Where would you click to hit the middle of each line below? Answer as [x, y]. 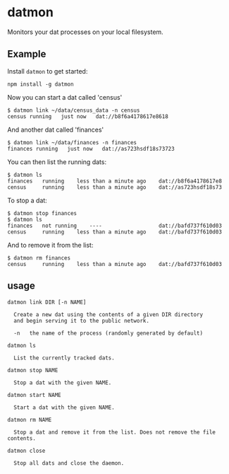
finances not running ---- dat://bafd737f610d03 [114, 226]
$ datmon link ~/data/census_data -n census [74, 110]
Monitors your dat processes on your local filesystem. [85, 32]
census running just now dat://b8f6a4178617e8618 [88, 116]
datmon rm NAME [30, 420]
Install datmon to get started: [48, 71]
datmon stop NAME [33, 370]
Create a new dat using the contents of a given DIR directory [108, 314]
